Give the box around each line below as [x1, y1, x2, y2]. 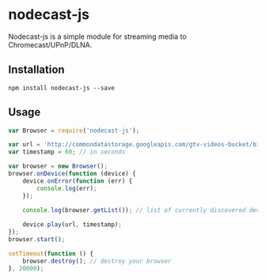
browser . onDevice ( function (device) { [8, 170, 136, 178]
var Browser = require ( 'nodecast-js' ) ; [8, 127, 140, 134]
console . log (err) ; [36, 184, 97, 192]
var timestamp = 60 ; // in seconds [8, 148, 126, 156]
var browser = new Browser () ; [8, 162, 108, 171]
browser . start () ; [8, 236, 66, 244]
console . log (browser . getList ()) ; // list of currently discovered [22, 206, 246, 214]
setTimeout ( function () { [8, 249, 93, 258]
